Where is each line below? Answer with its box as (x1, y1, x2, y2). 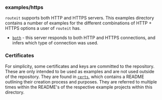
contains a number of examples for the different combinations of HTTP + (5, 20, 152, 26)
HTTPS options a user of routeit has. (5, 25, 81, 31)
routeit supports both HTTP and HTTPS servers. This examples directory (5, 15, 154, 21)
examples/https (5, 4, 44, 11)
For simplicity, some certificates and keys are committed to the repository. (5, 63, 155, 69)
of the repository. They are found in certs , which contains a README (5, 74, 144, 80)
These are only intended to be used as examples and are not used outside (5, 68, 155, 74)
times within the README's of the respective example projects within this (5, 84, 153, 90)
